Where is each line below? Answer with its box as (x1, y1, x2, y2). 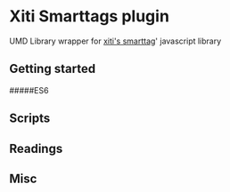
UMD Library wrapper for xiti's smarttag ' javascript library (9, 36, 222, 46)
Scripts (9, 111, 51, 126)
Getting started (9, 61, 96, 76)
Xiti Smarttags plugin (9, 6, 169, 27)
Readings (9, 140, 63, 156)
